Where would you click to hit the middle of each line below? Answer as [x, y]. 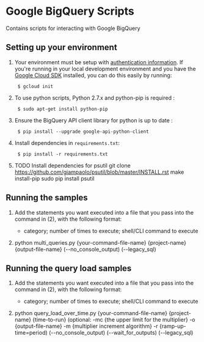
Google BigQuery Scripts [70, 11]
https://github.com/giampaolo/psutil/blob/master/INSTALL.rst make [99, 172]
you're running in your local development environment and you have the [105, 69]
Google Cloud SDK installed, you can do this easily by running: [93, 75]
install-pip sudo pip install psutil [54, 178]
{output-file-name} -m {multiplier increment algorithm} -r [86, 326]
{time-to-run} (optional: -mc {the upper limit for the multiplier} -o [114, 320]
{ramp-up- [173, 326]
